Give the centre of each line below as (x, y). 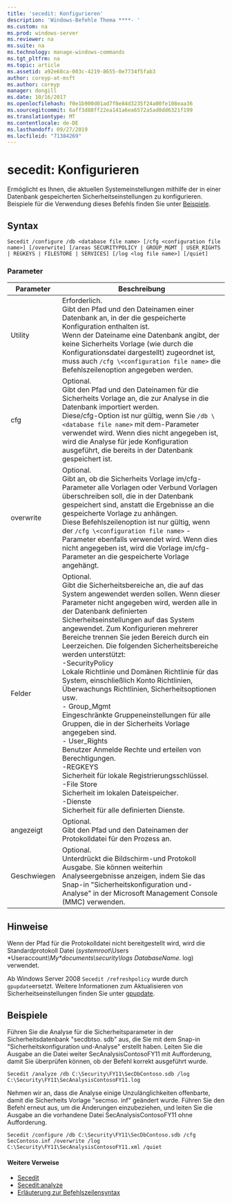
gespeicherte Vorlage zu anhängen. (120, 514)
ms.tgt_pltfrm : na (33, 59)
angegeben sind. (89, 732)
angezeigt (27, 830)
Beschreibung (142, 289)
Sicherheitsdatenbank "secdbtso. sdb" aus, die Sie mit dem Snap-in (104, 1039)
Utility (20, 335)
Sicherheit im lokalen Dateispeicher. (120, 793)
